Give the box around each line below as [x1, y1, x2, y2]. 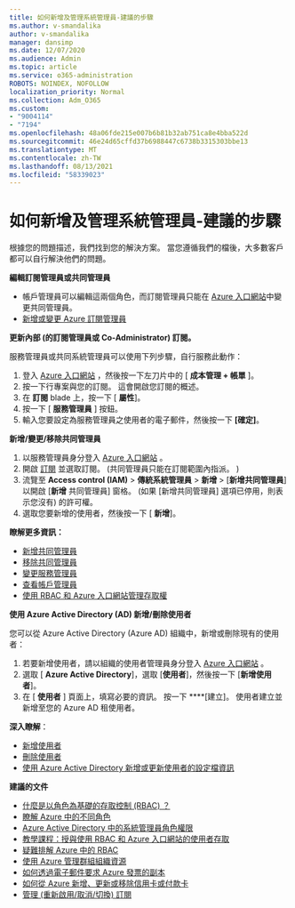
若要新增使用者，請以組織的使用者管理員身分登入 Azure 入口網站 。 [21, 658, 269, 669]
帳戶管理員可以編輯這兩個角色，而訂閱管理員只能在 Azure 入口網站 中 [21, 291, 275, 302]
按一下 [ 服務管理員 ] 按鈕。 [21, 404, 123, 414]
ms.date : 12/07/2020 [9, 46, 86, 55]
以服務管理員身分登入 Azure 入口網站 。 [21, 453, 168, 463]
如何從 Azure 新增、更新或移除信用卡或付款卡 [21, 878, 189, 889]
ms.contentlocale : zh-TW [9, 153, 101, 163]
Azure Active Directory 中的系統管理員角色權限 [21, 823, 194, 833]
